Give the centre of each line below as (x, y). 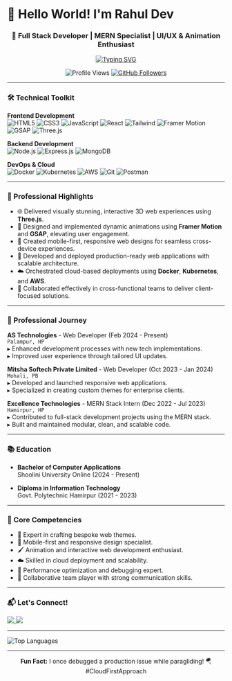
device (27, 249)
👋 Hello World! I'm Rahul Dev (90, 14)
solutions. (56, 296)
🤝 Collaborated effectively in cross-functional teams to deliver (105, 289)
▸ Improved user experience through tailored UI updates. (87, 356)
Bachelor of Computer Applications (69, 467)
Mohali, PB (23, 376)
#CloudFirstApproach (116, 671)
